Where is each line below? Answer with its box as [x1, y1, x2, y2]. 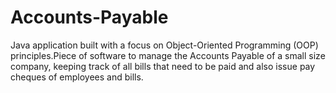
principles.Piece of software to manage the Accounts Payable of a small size [10, 49, 326, 61]
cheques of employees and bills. [10, 71, 144, 83]
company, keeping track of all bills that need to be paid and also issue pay [10, 60, 316, 72]
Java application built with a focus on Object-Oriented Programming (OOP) [10, 39, 319, 51]
